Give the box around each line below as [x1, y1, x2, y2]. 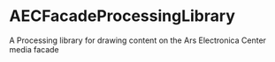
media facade [9, 44, 59, 54]
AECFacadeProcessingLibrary [9, 6, 236, 26]
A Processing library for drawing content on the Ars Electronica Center [9, 35, 267, 45]
